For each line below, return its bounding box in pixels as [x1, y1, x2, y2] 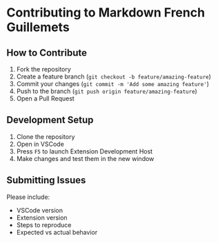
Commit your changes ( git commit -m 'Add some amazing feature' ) [16, 80, 210, 87]
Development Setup [6, 114, 94, 126]
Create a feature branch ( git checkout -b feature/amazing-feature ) [16, 72, 212, 81]
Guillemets [6, 19, 70, 35]
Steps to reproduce [16, 220, 72, 229]
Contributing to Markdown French [6, 5, 205, 21]
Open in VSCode [16, 140, 65, 148]
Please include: [6, 193, 50, 201]
